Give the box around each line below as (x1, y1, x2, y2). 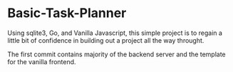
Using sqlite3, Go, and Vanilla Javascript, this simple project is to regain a (7, 29, 223, 37)
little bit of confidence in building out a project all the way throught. (7, 36, 204, 44)
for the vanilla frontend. (7, 57, 76, 66)
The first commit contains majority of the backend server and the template (7, 50, 226, 58)
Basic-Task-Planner (7, 5, 127, 21)
